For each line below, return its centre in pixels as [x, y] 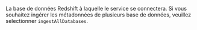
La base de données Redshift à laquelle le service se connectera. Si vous [96, 9]
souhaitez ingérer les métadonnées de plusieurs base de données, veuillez [98, 15]
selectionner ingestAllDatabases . [47, 21]
